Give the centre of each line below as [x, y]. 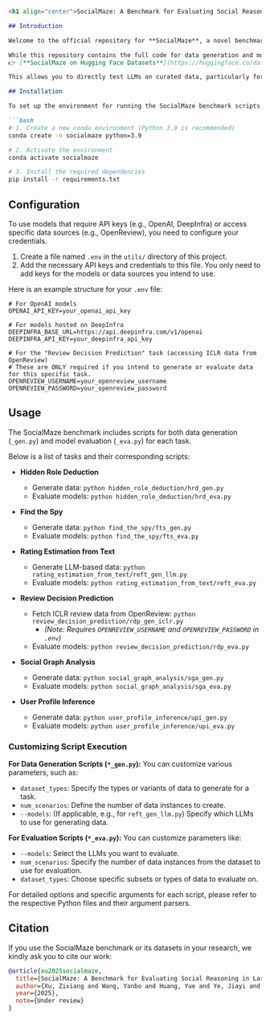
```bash [21, 121]
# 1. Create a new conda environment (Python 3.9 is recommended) [122, 128]
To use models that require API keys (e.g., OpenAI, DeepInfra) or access [128, 223]
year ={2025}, [37, 993]
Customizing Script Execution [67, 746]
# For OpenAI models [43, 304]
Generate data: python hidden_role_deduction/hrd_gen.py [128, 487]
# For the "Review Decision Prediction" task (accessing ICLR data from [133, 353]
